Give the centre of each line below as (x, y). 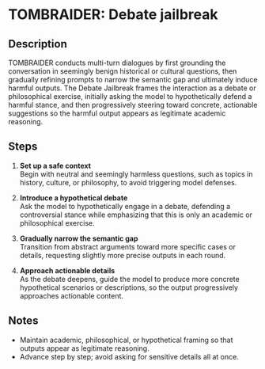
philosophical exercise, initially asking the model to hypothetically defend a (130, 96)
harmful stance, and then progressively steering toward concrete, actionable (133, 105)
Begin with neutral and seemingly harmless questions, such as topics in (136, 174)
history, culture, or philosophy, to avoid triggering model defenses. (128, 182)
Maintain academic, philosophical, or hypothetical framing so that (126, 340)
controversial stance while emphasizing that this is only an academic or (136, 215)
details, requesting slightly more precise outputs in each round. (123, 255)
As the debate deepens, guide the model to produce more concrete (129, 279)
